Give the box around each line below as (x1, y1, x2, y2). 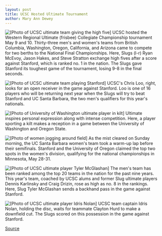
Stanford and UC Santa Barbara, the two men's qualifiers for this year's (5, 96, 148, 102)
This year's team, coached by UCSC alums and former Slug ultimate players (5, 176, 158, 182)
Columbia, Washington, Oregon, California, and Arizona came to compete (5, 45, 152, 51)
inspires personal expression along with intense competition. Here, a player (5, 115, 156, 122)
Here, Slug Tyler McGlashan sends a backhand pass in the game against (5, 186, 151, 192)
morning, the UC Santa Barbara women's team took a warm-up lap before (5, 141, 153, 146)
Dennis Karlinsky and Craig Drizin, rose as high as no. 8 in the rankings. (5, 181, 148, 187)
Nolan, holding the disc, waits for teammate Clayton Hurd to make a (5, 206, 141, 212)
